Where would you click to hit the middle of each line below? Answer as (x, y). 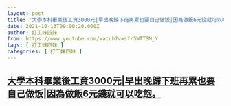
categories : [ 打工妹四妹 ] (45, 52)
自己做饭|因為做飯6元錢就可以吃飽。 (84, 94)
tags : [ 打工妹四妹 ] (35, 45)
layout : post (26, 13)
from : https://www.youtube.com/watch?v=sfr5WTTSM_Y (82, 39)
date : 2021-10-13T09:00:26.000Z (53, 26)
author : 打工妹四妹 (32, 32)
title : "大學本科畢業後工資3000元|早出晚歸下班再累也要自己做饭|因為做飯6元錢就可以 (114, 20)
